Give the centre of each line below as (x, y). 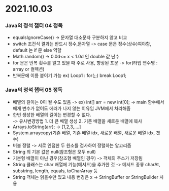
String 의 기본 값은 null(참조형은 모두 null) (54, 151)
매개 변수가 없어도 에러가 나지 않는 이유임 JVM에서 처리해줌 (72, 108)
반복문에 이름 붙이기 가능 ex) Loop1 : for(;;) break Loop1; (70, 75)
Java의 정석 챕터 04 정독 (34, 26)
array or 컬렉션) (28, 69)
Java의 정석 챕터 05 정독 (34, 90)
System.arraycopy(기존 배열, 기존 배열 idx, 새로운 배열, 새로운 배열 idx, (84, 133)
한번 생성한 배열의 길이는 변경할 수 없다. (52, 114)
